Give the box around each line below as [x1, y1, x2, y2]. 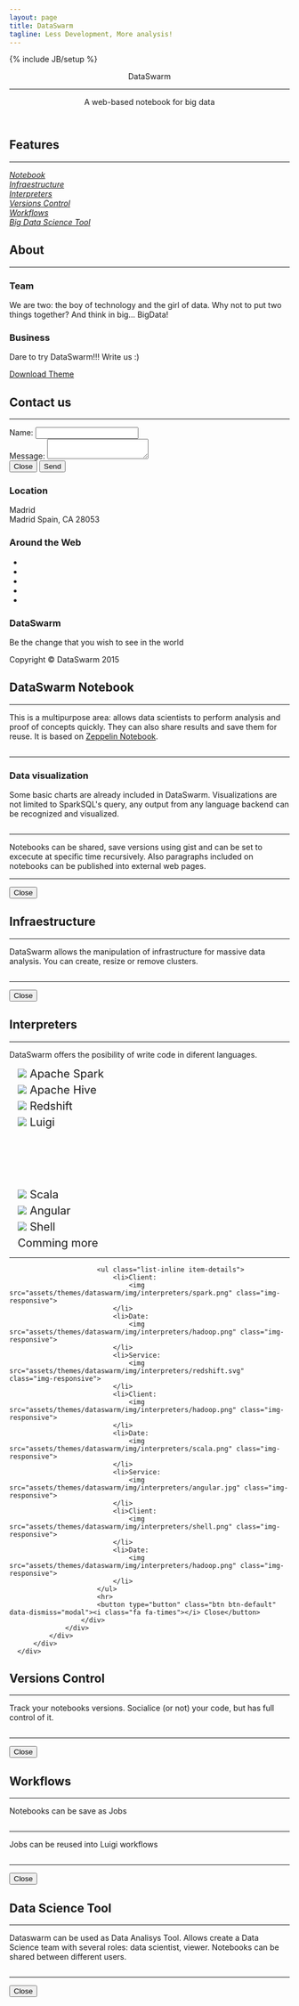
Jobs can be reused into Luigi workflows [9, 1840, 158, 1850]
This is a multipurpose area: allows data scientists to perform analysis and [9, 711, 281, 722]
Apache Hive [29, 1083, 97, 1097]
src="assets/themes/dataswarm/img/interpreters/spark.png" [9, 1288, 233, 1297]
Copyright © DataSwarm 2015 [9, 654, 120, 664]
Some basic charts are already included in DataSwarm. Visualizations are [9, 790, 278, 800]
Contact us [9, 394, 72, 410]
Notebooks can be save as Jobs [9, 1806, 127, 1816]
